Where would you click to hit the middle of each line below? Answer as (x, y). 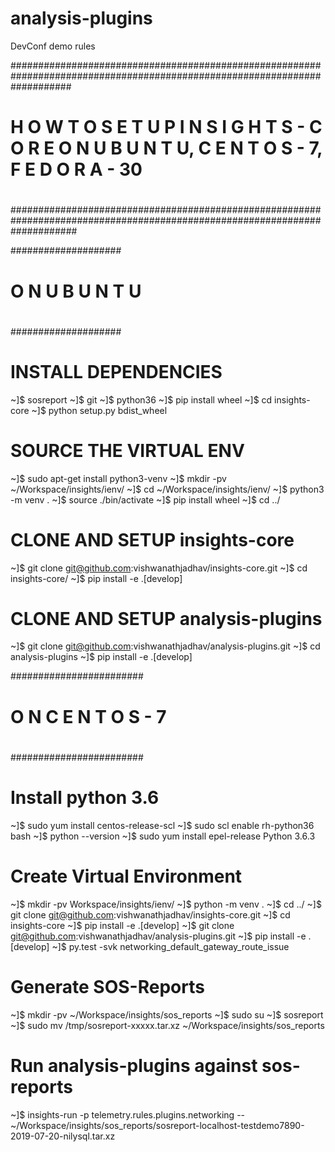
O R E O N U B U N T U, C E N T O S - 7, (166, 148)
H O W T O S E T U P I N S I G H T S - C (166, 127)
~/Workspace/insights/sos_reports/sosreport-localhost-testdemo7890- (157, 1125)
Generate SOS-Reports (107, 986)
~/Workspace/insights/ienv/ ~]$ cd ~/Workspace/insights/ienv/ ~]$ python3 (167, 489)
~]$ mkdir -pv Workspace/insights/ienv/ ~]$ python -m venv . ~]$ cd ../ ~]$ (166, 904)
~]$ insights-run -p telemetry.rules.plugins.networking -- (128, 1114)
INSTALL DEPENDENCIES (116, 371)
